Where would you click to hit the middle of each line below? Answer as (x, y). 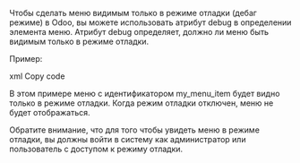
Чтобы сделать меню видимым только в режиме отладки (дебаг (133, 13)
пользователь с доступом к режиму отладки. (96, 149)
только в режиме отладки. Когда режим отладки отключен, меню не (141, 103)
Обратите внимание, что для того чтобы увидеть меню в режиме (134, 130)
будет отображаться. (50, 112)
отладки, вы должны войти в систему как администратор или (128, 139)
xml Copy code (37, 76)
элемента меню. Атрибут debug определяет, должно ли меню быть (139, 32)
